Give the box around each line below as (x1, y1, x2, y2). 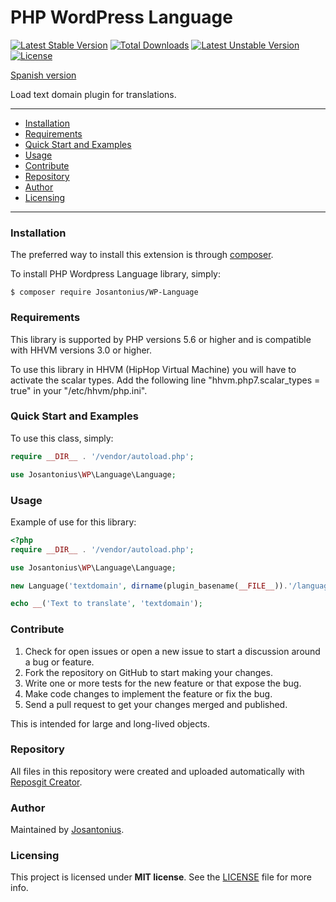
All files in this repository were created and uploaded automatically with (10, 765, 305, 777)
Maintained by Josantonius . (10, 824, 125, 836)
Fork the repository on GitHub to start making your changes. (24, 666, 273, 678)
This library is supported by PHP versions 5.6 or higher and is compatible (10, 333, 312, 345)
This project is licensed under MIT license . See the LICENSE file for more (10, 871, 312, 883)
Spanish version (10, 69, 77, 81)
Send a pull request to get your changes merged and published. (24, 698, 288, 710)
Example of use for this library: (10, 516, 137, 528)
